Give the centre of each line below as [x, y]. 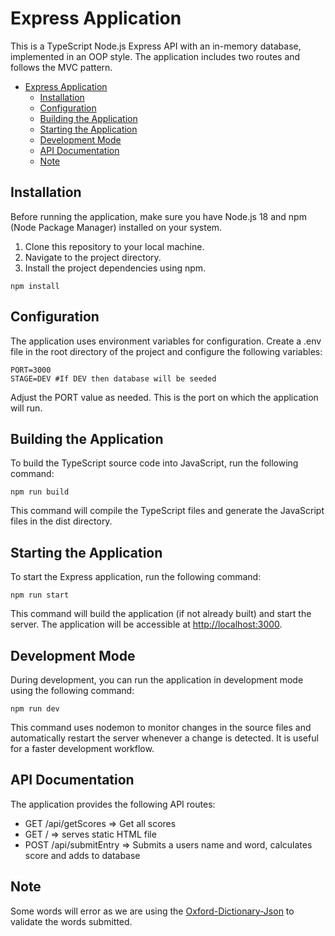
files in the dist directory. [61, 521]
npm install [35, 286]
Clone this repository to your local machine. [114, 246]
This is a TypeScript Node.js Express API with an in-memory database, [156, 46]
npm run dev [35, 709]
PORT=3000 [31, 370]
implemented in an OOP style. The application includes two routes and [155, 56]
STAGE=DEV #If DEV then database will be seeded [113, 378]
